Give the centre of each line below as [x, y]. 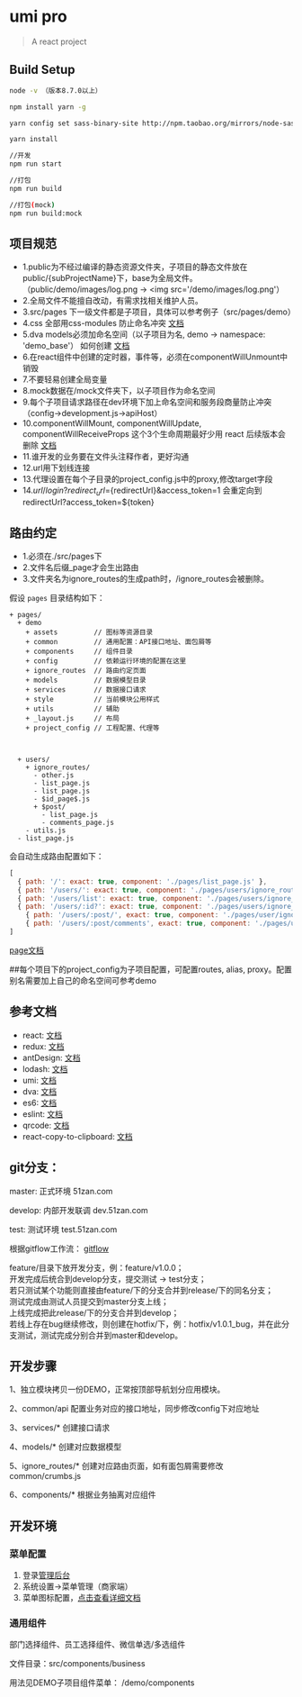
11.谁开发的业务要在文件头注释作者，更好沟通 [106, 457]
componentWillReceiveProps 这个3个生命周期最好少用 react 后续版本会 [154, 434]
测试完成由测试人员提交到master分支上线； [89, 1301]
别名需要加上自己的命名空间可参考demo [83, 980]
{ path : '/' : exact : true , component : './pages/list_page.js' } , [142, 881]
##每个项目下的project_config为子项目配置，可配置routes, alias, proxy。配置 [151, 969]
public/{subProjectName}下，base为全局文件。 [110, 278]
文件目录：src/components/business [77, 1664]
